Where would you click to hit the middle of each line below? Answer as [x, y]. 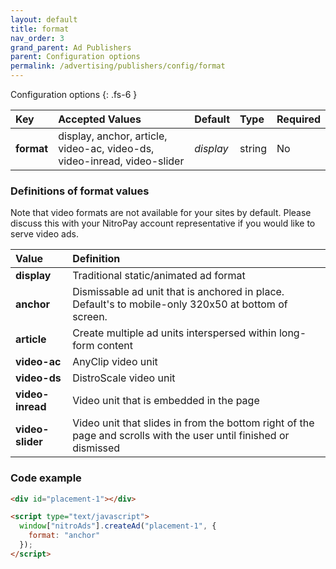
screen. [90, 317]
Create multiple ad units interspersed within [174, 333]
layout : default [44, 19]
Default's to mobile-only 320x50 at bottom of [180, 304]
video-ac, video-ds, [106, 148]
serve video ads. [44, 234]
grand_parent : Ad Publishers [71, 47]
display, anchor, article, [113, 136]
